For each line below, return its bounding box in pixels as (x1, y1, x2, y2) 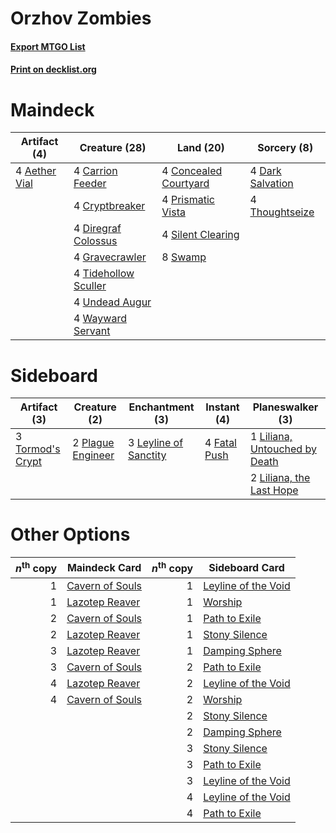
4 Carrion (73, 164, 118, 178)
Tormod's (15, 442, 61, 456)
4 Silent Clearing (161, 228, 240, 242)
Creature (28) (79, 141, 147, 155)
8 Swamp (161, 250, 207, 264)
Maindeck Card (66, 560, 142, 574)
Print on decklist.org (10, 63, 97, 76)
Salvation (249, 177, 294, 191)
